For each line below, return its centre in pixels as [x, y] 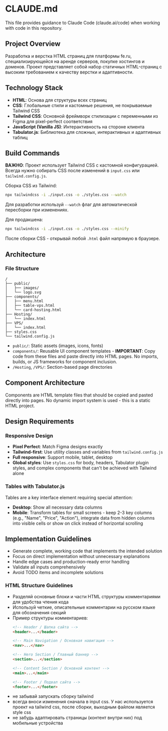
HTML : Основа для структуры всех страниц [59, 100]
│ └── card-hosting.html [33, 310]
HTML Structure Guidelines [39, 586]
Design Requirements [40, 421]
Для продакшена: [24, 220]
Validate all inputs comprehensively [49, 567]
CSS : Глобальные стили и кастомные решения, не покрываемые [82, 105]
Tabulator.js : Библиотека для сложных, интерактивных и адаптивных [87, 132]
